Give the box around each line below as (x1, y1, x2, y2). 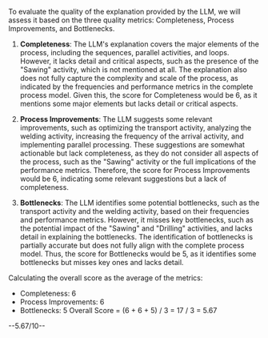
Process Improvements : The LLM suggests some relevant (19, 115, 213, 123)
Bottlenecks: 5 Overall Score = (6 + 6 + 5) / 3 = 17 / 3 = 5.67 (19, 306, 218, 315)
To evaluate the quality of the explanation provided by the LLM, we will (8, 7, 242, 16)
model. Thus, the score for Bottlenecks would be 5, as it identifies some (19, 249, 257, 259)
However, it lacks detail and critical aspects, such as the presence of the (19, 56, 259, 66)
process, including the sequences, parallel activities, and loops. (19, 48, 230, 57)
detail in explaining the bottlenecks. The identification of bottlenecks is (19, 232, 254, 241)
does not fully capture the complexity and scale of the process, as (19, 74, 238, 82)
